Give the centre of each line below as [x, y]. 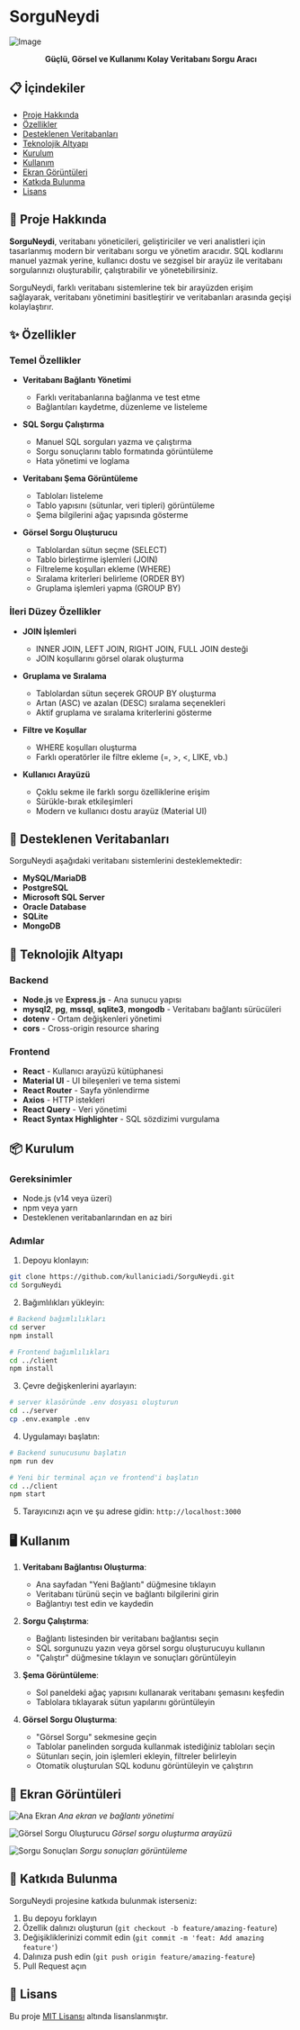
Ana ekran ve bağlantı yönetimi [116, 1816]
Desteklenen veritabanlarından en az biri [97, 1218]
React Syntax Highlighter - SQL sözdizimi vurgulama [121, 1119]
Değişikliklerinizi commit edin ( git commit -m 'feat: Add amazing [143, 1937]
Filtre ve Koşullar [54, 730]
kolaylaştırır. [31, 306]
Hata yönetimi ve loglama [83, 461]
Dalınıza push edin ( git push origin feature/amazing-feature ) [139, 1956]
